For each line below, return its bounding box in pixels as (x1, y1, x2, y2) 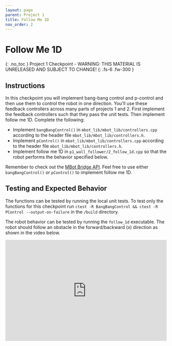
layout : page (5, 7, 33, 13)
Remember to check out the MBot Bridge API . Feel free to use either (5, 164, 149, 170)
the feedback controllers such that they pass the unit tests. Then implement (5, 111, 165, 117)
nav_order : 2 (5, 22, 33, 27)
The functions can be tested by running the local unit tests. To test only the (5, 198, 164, 204)
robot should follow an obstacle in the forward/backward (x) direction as (5, 224, 158, 230)
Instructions (5, 81, 45, 90)
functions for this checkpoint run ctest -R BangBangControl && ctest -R (5, 203, 158, 209)
